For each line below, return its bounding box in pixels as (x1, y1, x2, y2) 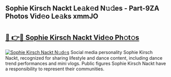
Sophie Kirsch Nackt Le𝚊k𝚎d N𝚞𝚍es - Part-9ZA (5, 4, 160, 13)
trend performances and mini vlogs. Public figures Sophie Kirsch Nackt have (5, 61, 166, 66)
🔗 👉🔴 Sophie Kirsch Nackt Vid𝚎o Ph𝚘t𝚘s (5, 33, 139, 42)
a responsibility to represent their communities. (5, 66, 105, 72)
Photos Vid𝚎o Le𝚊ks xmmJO (5, 12, 99, 21)
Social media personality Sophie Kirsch (70, 49, 153, 55)
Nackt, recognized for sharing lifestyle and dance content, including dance (5, 55, 163, 61)
